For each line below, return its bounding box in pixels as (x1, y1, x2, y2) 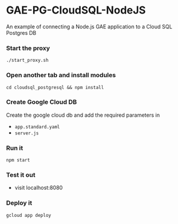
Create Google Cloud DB (6, 98, 77, 106)
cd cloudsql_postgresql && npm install (6, 84, 104, 90)
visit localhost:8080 (14, 184, 63, 192)
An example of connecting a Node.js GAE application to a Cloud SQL (6, 23, 173, 30)
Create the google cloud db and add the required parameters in (6, 111, 160, 118)
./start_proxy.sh (6, 57, 49, 64)
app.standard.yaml (14, 124, 60, 130)
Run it (6, 144, 24, 152)
